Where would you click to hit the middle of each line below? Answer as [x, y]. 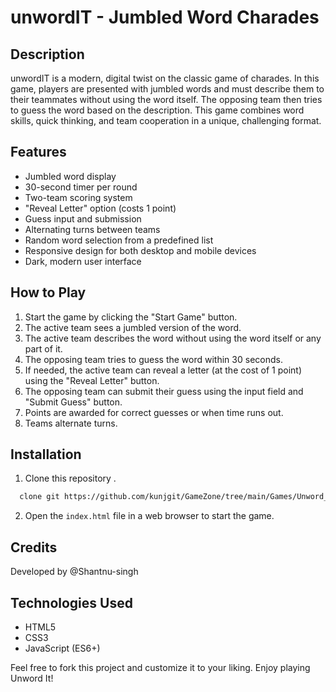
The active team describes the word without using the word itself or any [173, 338]
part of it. [43, 348]
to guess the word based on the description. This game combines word [157, 110]
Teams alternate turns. [71, 423]
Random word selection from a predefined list [119, 240]
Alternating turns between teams [92, 229]
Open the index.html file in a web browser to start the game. [149, 516]
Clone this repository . [70, 478]
